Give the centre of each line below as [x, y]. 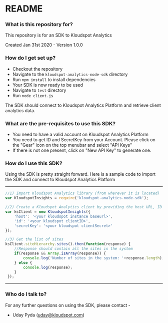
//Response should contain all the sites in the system [74, 249]
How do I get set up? [30, 58]
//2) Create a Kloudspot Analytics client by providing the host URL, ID [84, 207]
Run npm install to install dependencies [54, 79]
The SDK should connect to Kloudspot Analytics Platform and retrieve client [83, 105]
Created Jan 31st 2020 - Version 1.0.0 [44, 45]
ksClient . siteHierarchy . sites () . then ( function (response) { [68, 244]
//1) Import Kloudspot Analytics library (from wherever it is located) [82, 193]
